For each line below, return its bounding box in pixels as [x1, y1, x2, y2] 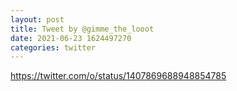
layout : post [10, 14, 65, 25]
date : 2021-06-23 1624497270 [10, 33, 132, 43]
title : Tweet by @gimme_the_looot [10, 24, 155, 34]
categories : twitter [10, 42, 97, 53]
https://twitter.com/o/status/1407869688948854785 [10, 70, 227, 82]
